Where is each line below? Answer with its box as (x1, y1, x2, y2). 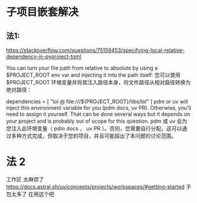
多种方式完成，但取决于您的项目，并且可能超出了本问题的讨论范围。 (11, 132, 177, 139)
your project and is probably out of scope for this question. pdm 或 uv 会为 (6, 117, 188, 125)
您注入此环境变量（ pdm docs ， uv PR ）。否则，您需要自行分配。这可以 (6, 125, 182, 132)
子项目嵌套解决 (6, 5, 79, 19)
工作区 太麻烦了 (6, 175, 44, 183)
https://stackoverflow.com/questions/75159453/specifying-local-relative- (6, 47, 185, 54)
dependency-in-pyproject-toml (6, 53, 81, 60)
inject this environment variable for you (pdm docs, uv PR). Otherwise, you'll (6, 104, 192, 111)
